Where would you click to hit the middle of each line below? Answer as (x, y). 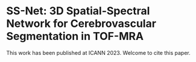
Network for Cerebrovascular (81, 24)
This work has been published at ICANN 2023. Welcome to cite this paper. (99, 52)
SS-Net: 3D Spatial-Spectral (78, 11)
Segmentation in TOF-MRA (75, 36)
